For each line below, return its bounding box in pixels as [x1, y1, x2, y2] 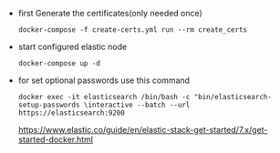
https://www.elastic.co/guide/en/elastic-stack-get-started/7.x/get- [17, 125, 268, 135]
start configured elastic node [17, 41, 128, 52]
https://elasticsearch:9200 [17, 108, 125, 117]
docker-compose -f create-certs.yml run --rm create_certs [17, 25, 248, 35]
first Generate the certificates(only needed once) [17, 8, 202, 18]
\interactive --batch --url [83, 100, 191, 109]
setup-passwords [17, 100, 80, 109]
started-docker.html [17, 134, 94, 145]
